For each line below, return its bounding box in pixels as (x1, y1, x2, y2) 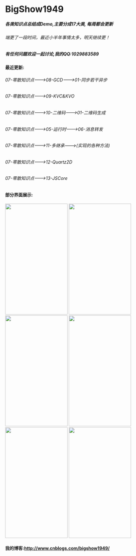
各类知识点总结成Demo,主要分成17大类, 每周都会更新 (5, 21, 114, 27)
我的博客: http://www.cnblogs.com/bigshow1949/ (5, 546, 110, 552)
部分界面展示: (5, 192, 33, 198)
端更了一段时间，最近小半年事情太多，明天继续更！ (5, 34, 110, 40)
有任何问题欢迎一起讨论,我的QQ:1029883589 (5, 51, 99, 57)
